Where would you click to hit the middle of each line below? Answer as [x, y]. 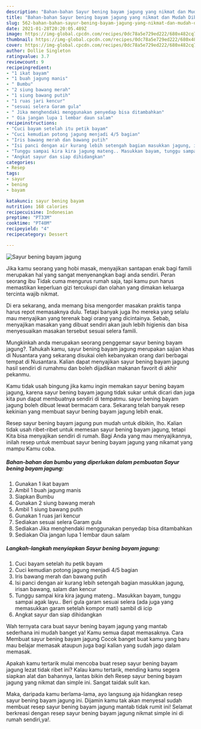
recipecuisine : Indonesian [40, 212]
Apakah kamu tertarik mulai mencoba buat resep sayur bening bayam [92, 663]
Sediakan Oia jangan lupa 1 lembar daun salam [72, 535]
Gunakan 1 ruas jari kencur [48, 516]
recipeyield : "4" [28, 229]
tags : [13, 174]
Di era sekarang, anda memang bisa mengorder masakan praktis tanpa [94, 305]
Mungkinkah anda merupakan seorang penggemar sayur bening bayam [95, 342]
